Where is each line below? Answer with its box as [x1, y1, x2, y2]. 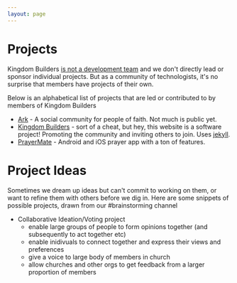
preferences [28, 245, 65, 253]
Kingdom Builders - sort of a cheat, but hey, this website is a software [17, 122, 222, 131]
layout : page [7, 10, 46, 18]
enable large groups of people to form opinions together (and [28, 222, 208, 231]
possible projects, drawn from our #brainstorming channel [7, 201, 178, 210]
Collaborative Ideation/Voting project [17, 215, 126, 223]
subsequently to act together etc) [28, 230, 126, 238]
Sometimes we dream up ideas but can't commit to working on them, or [7, 186, 217, 194]
